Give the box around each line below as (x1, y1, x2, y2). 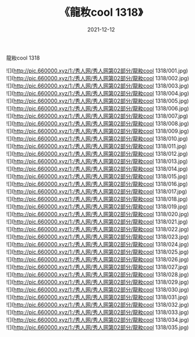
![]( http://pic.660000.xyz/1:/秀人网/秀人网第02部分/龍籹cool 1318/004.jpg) (6, 89, 190, 97)
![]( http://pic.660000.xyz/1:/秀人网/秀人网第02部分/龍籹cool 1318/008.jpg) (6, 120, 190, 127)
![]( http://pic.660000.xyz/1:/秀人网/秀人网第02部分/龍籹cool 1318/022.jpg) (6, 225, 190, 233)
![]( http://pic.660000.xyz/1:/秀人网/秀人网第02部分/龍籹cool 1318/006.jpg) (6, 104, 190, 112)
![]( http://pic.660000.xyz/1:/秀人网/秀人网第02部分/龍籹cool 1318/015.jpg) (6, 173, 188, 180)
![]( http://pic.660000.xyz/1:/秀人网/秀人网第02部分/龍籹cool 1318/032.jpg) (6, 301, 190, 308)
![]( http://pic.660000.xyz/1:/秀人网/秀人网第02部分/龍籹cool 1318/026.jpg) (6, 255, 190, 263)
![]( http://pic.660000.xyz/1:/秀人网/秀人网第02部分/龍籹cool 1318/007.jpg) (6, 112, 188, 120)
